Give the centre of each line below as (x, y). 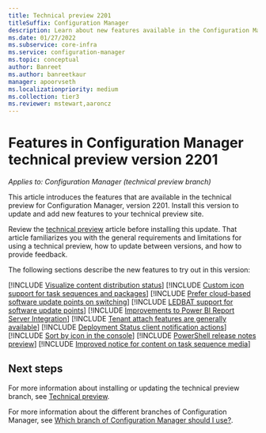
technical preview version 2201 (113, 160)
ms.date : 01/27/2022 (42, 38)
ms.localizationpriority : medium (63, 89)
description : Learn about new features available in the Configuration (129, 30)
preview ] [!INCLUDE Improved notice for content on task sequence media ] (129, 344)
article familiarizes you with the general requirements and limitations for (125, 237)
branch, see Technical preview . (59, 396)
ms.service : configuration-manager (67, 52)
